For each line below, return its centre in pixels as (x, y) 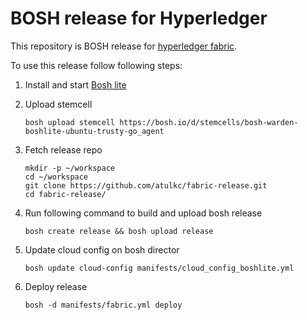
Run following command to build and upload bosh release (143, 213)
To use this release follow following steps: (96, 65)
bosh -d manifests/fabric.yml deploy (103, 305)
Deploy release (56, 286)
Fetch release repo (63, 149)
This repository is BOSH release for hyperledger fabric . (124, 46)
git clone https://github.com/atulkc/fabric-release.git (146, 185)
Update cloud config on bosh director (102, 249)
